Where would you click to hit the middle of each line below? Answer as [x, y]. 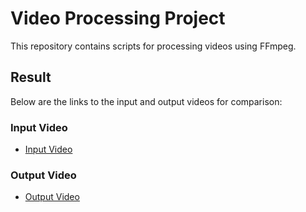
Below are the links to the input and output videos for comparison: [146, 101]
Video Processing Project [118, 18]
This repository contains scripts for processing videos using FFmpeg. [153, 46]
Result [31, 77]
